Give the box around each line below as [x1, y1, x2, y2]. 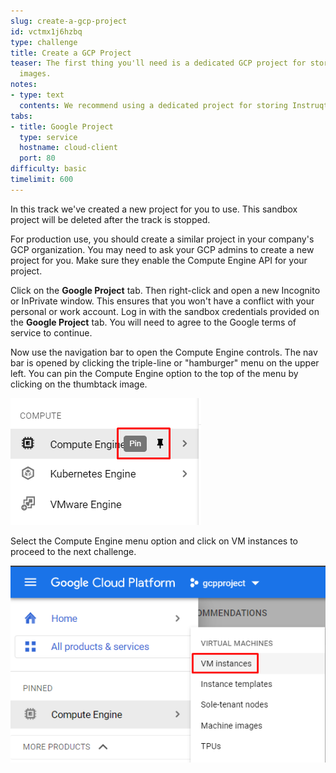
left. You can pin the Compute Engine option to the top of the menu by [10, 367, 299, 379]
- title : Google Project [10, 121, 114, 132]
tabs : [10, 111, 33, 121]
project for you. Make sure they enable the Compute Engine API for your [10, 254, 308, 266]
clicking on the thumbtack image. [10, 378, 148, 390]
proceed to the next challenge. [10, 545, 137, 557]
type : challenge [10, 37, 78, 47]
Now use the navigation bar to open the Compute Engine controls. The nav [10, 346, 318, 358]
